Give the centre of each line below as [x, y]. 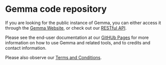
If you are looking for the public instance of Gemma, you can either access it [83, 23]
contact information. [26, 48]
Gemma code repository [56, 9]
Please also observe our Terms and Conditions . [54, 57]
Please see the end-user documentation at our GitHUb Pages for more [77, 37]
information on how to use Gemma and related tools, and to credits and [78, 42]
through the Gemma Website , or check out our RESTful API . [66, 28]
